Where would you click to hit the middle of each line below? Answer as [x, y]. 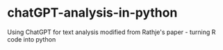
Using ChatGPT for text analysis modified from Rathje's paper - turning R [111, 32]
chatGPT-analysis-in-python [92, 13]
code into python [32, 39]
